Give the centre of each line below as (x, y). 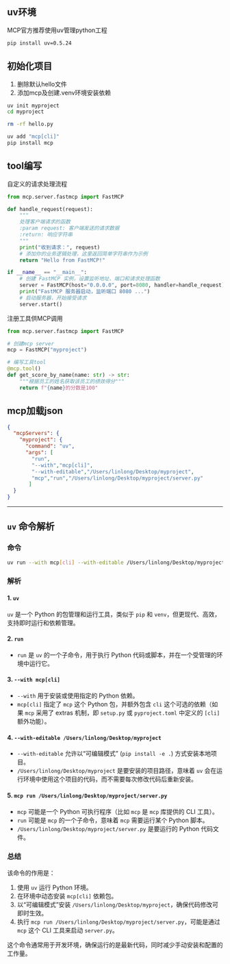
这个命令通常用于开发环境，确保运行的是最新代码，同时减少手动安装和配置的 (115, 945)
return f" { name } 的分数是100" (59, 388)
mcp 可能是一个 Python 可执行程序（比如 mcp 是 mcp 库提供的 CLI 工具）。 (118, 811)
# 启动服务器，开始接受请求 (53, 298)
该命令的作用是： (31, 873)
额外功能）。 (34, 721)
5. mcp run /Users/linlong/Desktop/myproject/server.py (87, 795)
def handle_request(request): (50, 209)
